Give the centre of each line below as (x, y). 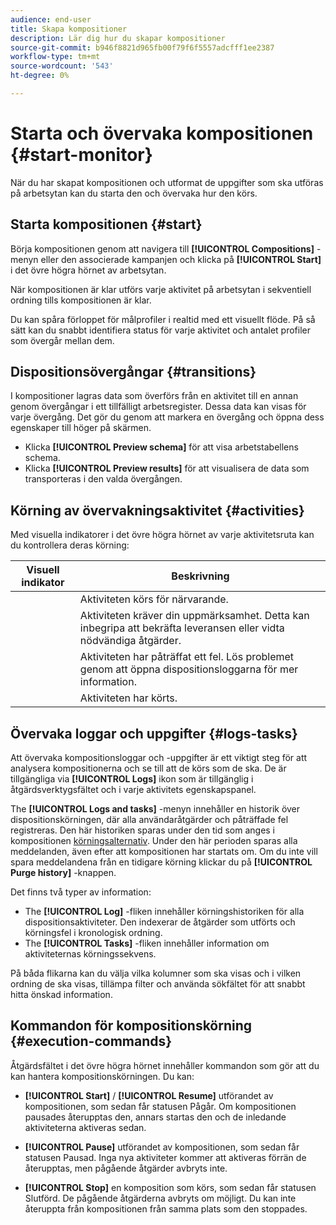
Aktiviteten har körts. (128, 698)
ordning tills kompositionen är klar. (81, 300)
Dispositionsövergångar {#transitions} (133, 372)
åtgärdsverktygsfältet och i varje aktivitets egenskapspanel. (133, 790)
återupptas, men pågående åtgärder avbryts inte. (126, 1168)
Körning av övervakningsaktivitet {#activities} (157, 510)
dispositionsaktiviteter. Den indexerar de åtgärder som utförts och (160, 922)
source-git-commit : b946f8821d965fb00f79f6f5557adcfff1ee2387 (142, 47)
